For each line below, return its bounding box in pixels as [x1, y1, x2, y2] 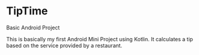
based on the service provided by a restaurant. [6, 42, 123, 49]
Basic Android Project [6, 24, 60, 31]
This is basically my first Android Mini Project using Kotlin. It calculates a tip [6, 35, 194, 42]
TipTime [6, 4, 48, 18]
